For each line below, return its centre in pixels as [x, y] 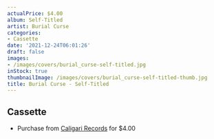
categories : [24, 33]
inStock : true [28, 71]
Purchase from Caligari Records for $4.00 [76, 129]
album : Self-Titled [35, 20]
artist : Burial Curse [38, 26]
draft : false [26, 52]
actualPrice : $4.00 [35, 13]
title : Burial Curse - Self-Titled [58, 84]
